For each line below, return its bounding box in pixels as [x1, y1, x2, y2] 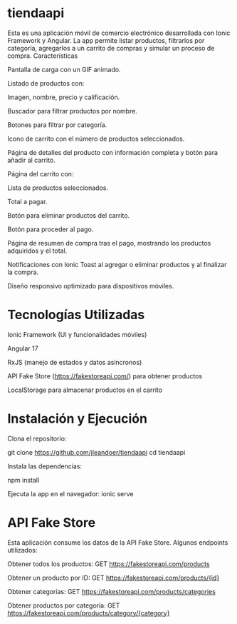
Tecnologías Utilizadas [7, 307, 145, 323]
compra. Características [7, 51, 78, 60]
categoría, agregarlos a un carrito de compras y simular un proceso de [7, 44, 215, 52]
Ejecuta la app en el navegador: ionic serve [7, 489, 134, 498]
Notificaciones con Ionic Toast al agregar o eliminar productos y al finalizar [7, 260, 227, 268]
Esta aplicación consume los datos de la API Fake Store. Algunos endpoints [7, 538, 228, 547]
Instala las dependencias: [7, 462, 83, 470]
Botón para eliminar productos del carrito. [7, 211, 130, 219]
